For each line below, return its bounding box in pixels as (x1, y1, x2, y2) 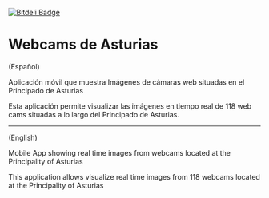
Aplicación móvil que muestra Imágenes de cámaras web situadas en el (8, 77, 245, 87)
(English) (8, 133, 38, 142)
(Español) (8, 61, 40, 71)
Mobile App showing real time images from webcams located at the (8, 148, 231, 157)
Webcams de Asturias (8, 36, 159, 53)
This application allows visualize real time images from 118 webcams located (8, 172, 260, 181)
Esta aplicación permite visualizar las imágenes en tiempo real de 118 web (8, 101, 252, 111)
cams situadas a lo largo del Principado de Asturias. (8, 109, 180, 119)
